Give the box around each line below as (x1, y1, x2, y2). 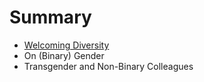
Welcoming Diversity (23, 39, 110, 51)
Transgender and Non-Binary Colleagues (23, 60, 194, 72)
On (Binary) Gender (23, 49, 105, 61)
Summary (9, 6, 92, 29)
